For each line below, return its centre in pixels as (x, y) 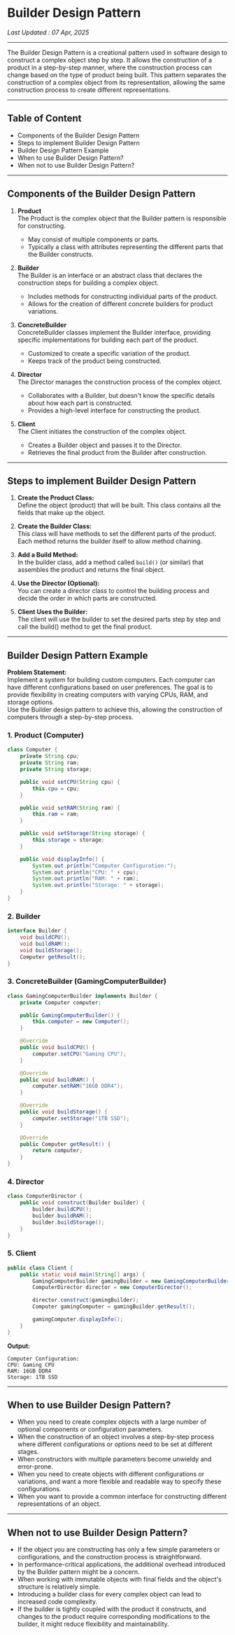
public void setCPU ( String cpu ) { (70, 782)
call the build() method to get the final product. (85, 627)
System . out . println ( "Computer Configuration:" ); (105, 866)
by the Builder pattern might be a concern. (78, 1572)
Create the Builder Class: (55, 526)
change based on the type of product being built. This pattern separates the (117, 74)
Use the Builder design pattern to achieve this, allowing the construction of (115, 709)
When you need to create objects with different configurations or (111, 1474)
